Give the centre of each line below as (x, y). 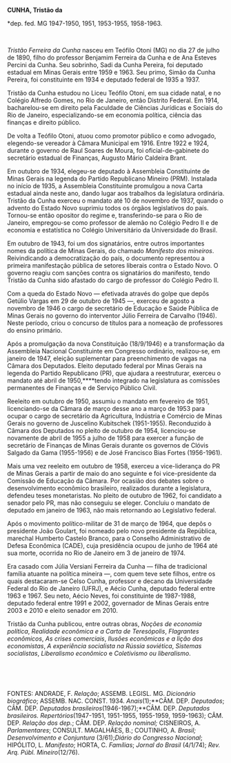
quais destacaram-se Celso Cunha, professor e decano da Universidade (110, 581)
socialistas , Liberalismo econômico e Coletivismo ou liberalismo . (99, 653)
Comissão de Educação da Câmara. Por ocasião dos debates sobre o (106, 481)
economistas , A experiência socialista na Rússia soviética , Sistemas (104, 646)
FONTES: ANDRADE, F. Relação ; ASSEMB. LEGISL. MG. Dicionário (101, 693)
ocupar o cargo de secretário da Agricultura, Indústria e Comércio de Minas (115, 416)
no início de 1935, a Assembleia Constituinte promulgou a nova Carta (105, 186)
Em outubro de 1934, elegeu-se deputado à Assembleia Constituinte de (109, 171)
